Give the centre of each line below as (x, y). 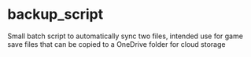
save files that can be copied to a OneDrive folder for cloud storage (116, 44)
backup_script (55, 14)
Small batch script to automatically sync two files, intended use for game (125, 36)
